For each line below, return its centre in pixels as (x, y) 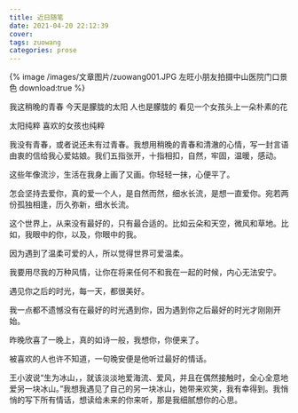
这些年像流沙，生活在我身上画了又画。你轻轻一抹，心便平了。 (122, 175)
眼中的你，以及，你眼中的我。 (87, 234)
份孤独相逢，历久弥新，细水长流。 (71, 204)
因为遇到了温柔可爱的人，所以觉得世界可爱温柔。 (98, 253)
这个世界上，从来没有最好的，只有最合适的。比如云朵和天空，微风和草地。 (145, 224)
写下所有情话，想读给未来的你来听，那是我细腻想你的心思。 (133, 400)
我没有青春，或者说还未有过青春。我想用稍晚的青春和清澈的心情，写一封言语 (149, 145)
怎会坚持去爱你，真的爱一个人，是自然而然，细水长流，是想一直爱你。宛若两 (149, 194)
